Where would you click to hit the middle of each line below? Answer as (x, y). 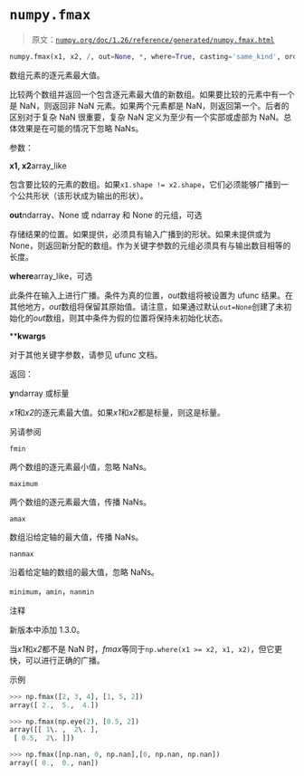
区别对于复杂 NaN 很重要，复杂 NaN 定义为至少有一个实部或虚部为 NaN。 (147, 117)
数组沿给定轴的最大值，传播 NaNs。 (76, 537)
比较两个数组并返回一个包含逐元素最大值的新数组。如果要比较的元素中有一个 (152, 94)
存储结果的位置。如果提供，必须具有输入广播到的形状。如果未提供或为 (140, 234)
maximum (24, 484)
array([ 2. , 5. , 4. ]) (54, 705)
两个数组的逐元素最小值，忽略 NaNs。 (81, 466)
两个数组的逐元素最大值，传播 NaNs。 (81, 502)
